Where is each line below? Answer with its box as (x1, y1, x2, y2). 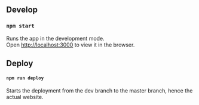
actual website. (6, 94, 44, 101)
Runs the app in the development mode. (6, 35, 105, 42)
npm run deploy (6, 75, 44, 81)
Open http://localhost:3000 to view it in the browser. (6, 41, 135, 48)
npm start (6, 23, 35, 29)
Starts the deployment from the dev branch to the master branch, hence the (6, 87, 193, 94)
